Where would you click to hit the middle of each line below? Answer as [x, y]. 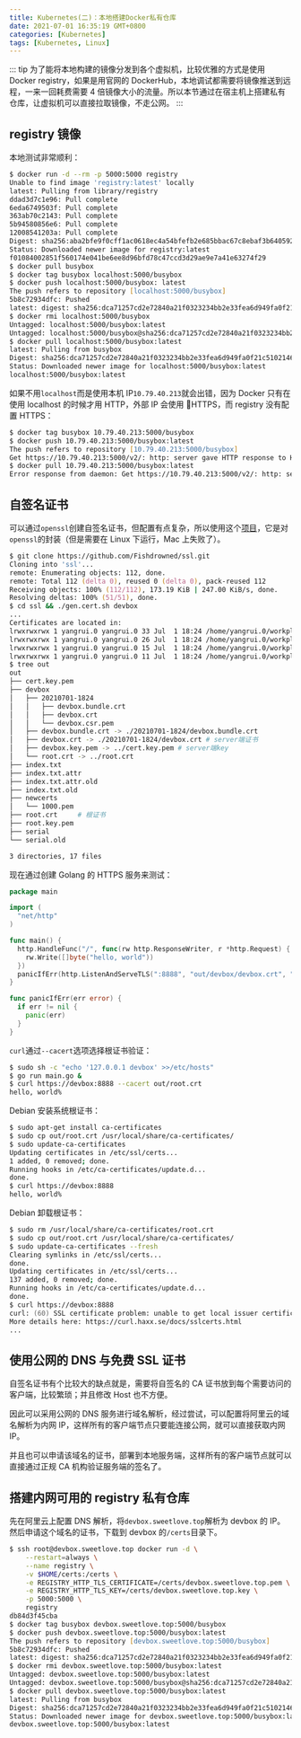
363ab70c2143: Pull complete [64, 216]
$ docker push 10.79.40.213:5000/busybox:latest [102, 441]
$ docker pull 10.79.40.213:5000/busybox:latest [102, 466]
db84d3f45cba [34, 1616]
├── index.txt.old [43, 790]
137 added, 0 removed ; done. [64, 1280]
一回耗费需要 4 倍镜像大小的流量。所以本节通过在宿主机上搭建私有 [163, 92]
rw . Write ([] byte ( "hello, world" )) [90, 957]
